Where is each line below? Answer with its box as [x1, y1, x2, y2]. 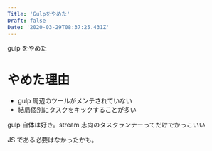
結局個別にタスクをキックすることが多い [17, 105, 137, 114]
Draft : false [7, 17, 46, 24]
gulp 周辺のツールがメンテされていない [17, 97, 133, 105]
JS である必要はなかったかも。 [7, 136, 98, 145]
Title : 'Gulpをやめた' [7, 10, 70, 18]
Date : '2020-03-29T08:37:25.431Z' [7, 24, 110, 31]
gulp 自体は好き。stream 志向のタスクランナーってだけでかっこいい [7, 120, 206, 129]
